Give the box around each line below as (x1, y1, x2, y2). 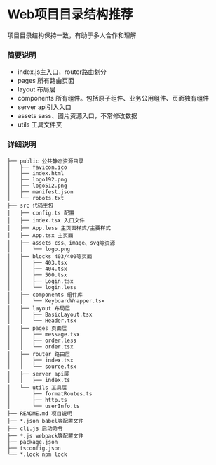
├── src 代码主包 (7, 202, 54, 209)
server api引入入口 (17, 103, 72, 111)
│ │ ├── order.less (7, 337, 77, 344)
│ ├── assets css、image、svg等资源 (7, 239, 116, 246)
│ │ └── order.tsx (7, 343, 74, 350)
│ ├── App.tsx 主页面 (7, 231, 74, 239)
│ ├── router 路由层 (7, 350, 71, 357)
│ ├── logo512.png (7, 182, 68, 189)
